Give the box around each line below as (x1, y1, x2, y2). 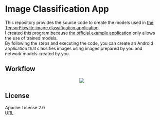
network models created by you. (5, 50, 70, 57)
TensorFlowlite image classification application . (5, 24, 100, 30)
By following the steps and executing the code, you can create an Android (5, 40, 153, 46)
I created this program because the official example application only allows (5, 30, 155, 36)
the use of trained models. (5, 35, 58, 41)
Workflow (5, 65, 36, 73)
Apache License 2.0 (5, 104, 45, 110)
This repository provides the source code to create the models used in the (5, 20, 154, 25)
